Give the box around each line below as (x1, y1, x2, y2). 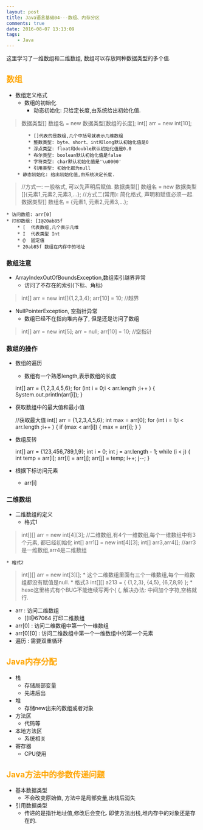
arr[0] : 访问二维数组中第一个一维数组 (15, 621, 109, 629)
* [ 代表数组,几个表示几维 (17, 224, 79, 230)
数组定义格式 (15, 91, 47, 99)
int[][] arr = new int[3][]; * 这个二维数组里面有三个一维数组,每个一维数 (21, 571, 196, 578)
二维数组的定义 (15, 510, 53, 517)
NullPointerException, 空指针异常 (15, 308, 98, 315)
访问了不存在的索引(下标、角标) (24, 282, 103, 289)
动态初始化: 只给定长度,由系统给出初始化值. (33, 106, 141, 114)
